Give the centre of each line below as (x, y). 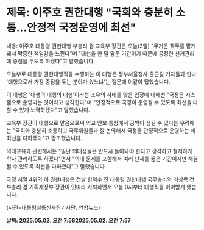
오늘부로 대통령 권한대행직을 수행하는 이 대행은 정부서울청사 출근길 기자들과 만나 (101, 74)
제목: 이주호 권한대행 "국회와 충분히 (90, 13)
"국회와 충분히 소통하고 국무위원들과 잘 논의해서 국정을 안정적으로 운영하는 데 (104, 130)
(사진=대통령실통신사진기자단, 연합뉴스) (53, 207)
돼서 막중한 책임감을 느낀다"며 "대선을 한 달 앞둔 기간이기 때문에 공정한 (90, 53)
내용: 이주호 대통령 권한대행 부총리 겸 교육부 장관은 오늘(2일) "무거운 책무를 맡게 (101, 46)
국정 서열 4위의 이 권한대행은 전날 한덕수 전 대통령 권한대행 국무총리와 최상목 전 (100, 179)
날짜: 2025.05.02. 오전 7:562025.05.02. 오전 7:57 (69, 220)
